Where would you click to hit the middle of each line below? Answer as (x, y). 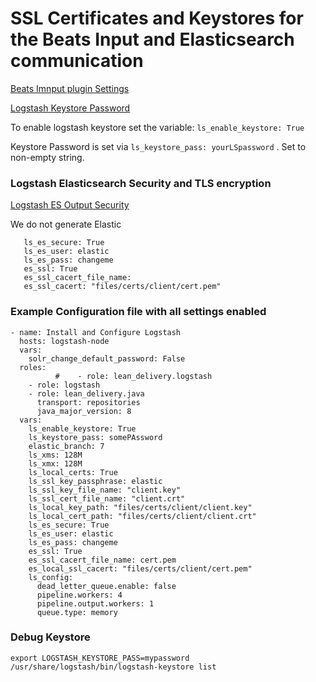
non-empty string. (47, 157)
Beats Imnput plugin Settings (70, 88)
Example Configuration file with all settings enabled (138, 312)
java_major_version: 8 (84, 411)
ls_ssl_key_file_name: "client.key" (105, 490)
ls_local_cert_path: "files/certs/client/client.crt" (142, 516)
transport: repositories (88, 402)
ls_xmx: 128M (55, 463)
